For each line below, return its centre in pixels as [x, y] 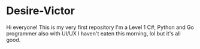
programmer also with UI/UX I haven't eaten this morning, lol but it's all [93, 33]
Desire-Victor [40, 11]
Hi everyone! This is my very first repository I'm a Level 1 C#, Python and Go [100, 27]
